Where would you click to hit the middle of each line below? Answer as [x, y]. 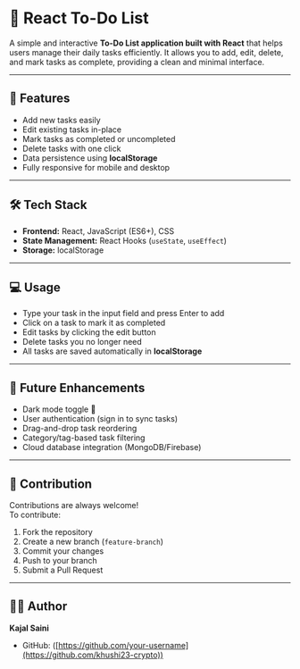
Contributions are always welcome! [74, 505]
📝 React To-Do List [79, 18]
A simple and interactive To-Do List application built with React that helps [146, 43]
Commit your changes [63, 551]
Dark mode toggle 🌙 [59, 409]
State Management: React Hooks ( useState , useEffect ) [125, 240]
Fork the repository [58, 532]
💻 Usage [35, 287]
